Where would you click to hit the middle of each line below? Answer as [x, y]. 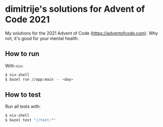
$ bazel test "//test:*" [30, 120]
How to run [22, 54]
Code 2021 [27, 19]
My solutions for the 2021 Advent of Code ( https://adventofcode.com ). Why [81, 33]
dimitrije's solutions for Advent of [75, 9]
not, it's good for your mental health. [42, 38]
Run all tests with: [23, 106]
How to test [23, 95]
